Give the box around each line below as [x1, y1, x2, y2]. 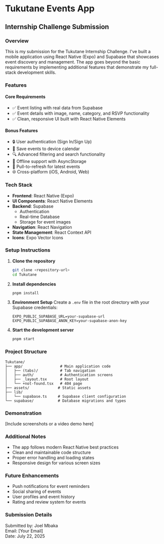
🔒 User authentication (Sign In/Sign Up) [12, 139, 92, 145]
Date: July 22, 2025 [5, 533, 45, 539]
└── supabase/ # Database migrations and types [5, 398, 126, 403]
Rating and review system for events [12, 499, 86, 505]
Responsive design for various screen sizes [12, 460, 101, 466]
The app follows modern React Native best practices [12, 444, 119, 450]
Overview [5, 37, 29, 44]
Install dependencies [12, 281, 56, 287]
